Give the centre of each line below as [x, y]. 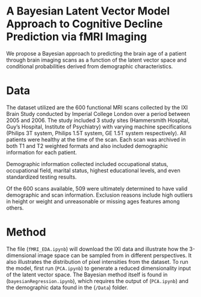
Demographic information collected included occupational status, [87, 164]
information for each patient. [42, 152]
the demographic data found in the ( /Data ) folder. [67, 287]
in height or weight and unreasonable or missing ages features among [93, 201]
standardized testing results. [42, 177]
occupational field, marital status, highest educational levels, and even [93, 170]
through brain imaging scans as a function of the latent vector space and [96, 60]
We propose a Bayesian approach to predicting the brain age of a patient [96, 53]
